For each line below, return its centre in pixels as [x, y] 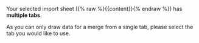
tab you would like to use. [38, 33]
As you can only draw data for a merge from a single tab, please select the [100, 27]
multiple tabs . [24, 15]
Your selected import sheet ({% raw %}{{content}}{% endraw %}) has [94, 9]
